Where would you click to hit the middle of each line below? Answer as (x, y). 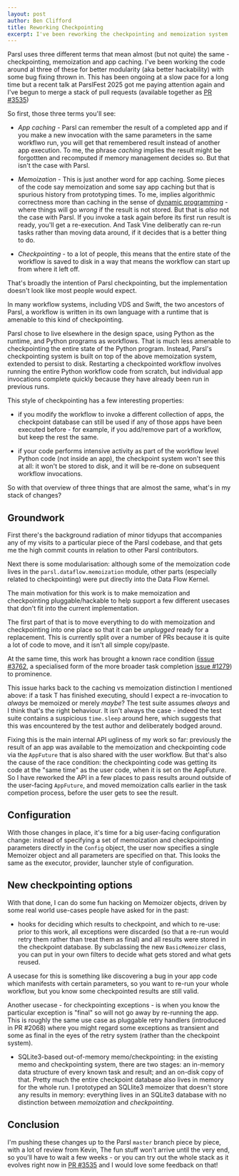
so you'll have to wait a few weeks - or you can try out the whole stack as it (118, 1157)
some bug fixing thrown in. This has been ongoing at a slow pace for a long (118, 77)
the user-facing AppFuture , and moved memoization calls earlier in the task (117, 785)
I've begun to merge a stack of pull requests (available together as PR (110, 92)
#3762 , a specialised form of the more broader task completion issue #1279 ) (120, 666)
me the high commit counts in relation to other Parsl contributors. (103, 550)
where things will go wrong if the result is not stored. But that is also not (123, 210)
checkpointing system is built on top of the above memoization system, (112, 356)
